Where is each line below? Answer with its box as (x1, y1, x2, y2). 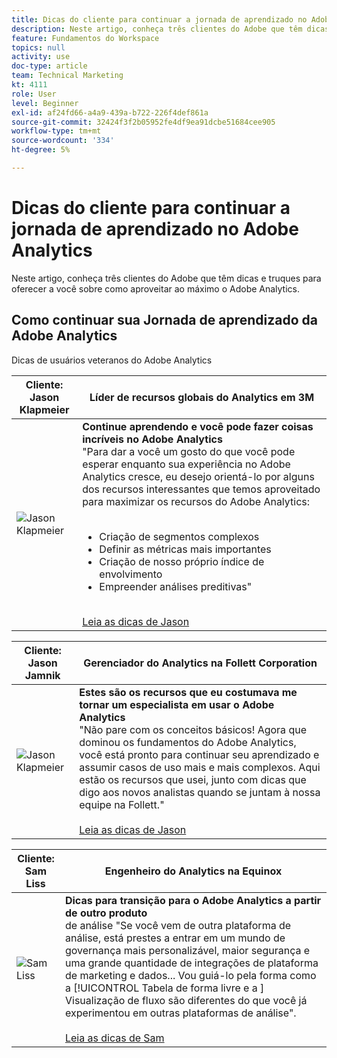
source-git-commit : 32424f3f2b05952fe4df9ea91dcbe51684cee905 (11, 117, 276, 127)
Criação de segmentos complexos (99, 529, 260, 543)
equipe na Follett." (79, 797, 165, 811)
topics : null (11, 42, 66, 53)
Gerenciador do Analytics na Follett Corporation (83, 656, 318, 670)
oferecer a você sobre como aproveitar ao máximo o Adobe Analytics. (11, 282, 301, 295)
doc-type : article (11, 61, 88, 71)
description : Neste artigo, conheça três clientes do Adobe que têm (11, 24, 303, 34)
